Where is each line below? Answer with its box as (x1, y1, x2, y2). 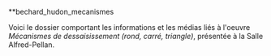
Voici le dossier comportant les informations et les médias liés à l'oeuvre (8, 23, 251, 32)
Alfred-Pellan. (8, 40, 55, 50)
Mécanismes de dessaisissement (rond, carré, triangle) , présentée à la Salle (8, 32, 264, 41)
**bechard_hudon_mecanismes (8, 7, 114, 16)
